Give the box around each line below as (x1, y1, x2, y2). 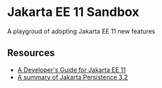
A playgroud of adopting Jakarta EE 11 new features (7, 27, 156, 35)
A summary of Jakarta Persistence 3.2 (17, 73, 128, 81)
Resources (7, 47, 55, 59)
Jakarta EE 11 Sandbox (7, 4, 140, 20)
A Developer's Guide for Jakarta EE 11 (17, 65, 126, 73)
